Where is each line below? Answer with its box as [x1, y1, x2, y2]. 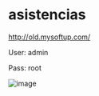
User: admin [8, 47, 49, 57]
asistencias [8, 6, 86, 24]
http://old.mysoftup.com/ [8, 32, 91, 42]
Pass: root [8, 62, 42, 73]
